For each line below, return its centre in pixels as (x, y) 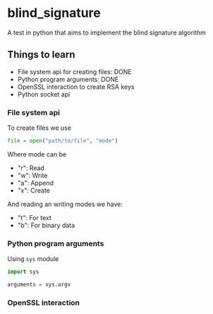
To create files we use (39, 128)
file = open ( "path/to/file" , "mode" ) (63, 141)
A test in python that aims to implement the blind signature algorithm (107, 32)
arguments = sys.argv (39, 285)
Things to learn (41, 55)
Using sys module (33, 259)
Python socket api (44, 94)
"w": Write (32, 175)
